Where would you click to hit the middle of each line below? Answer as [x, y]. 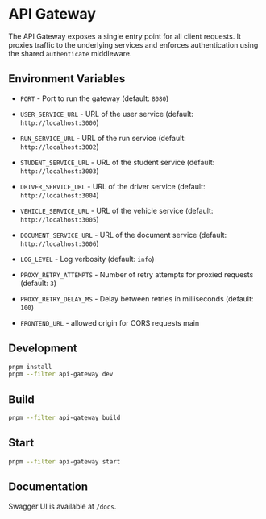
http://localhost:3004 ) [59, 195]
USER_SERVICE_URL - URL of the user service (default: [106, 114]
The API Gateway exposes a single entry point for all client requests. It [125, 36]
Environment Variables [67, 79]
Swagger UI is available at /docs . [62, 506]
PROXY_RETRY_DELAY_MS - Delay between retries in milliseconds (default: [137, 298]
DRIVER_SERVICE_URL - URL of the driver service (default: [112, 186]
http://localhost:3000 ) [59, 122]
